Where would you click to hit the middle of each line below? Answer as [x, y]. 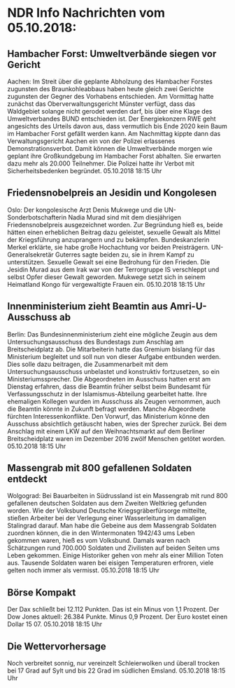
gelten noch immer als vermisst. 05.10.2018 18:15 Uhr [83, 570]
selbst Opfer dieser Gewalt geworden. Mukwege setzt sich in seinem [106, 277]
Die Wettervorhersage [57, 646]
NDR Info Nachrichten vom [86, 13]
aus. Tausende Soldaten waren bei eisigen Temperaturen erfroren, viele [111, 563]
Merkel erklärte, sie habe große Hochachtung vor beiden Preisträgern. [108, 247]
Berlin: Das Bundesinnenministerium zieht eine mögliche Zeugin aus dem [113, 334]
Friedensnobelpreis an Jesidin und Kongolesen [112, 193]
